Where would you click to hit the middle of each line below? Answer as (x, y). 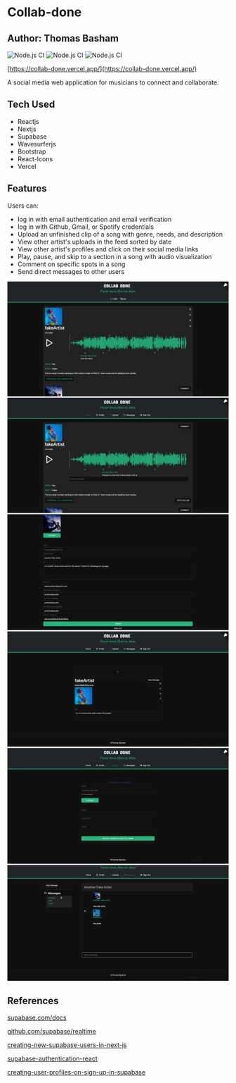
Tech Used (31, 105)
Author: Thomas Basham (63, 38)
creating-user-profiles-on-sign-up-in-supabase (77, 1072)
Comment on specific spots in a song (71, 264)
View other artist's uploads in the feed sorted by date (94, 242)
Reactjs (28, 121)
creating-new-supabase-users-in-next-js (67, 1045)
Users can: (23, 206)
